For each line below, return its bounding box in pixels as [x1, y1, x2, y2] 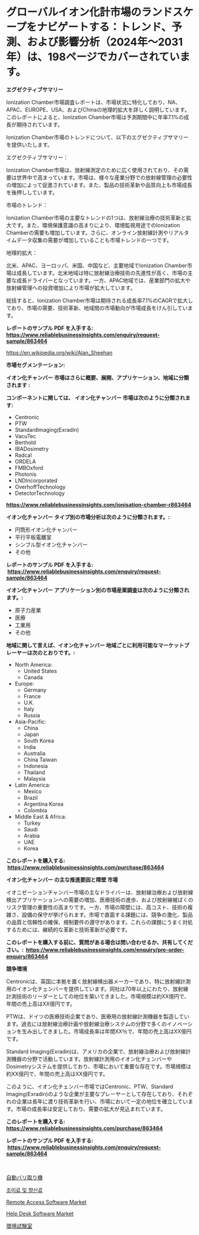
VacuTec [14, 432, 37, 439]
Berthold [14, 439, 36, 446]
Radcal [14, 451, 32, 459]
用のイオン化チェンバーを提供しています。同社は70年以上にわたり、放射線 [6, 985, 189, 992]
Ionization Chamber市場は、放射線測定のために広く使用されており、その [6, 166, 184, 174]
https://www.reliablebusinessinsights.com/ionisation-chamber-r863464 [6, 501, 192, 508]
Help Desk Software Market [6, 1210, 74, 1217]
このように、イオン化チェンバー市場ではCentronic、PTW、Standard [6, 1083, 173, 1090]
